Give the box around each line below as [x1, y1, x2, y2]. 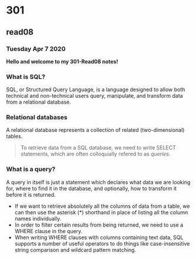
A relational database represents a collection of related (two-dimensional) [6, 127, 185, 134]
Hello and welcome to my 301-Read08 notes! [6, 58, 119, 65]
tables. [6, 133, 23, 140]
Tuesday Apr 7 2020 [6, 45, 66, 53]
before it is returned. [6, 191, 56, 198]
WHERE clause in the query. [14, 227, 83, 234]
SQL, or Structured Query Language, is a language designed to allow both [6, 86, 185, 93]
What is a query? [6, 165, 56, 174]
